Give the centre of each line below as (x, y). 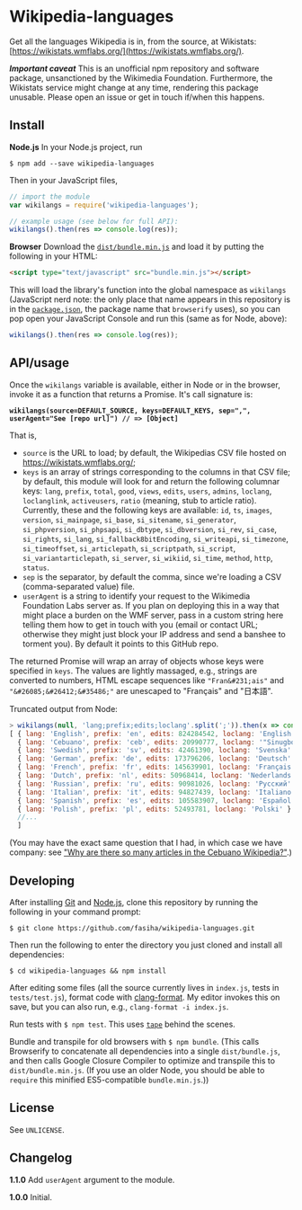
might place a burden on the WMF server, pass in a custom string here (153, 615)
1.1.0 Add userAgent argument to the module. (92, 1179)
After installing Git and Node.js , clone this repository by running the (134, 902)
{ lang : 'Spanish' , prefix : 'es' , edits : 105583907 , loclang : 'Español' (156, 801)
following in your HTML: (53, 256)
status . (36, 567)
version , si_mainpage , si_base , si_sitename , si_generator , (129, 520)
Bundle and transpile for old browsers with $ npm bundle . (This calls (134, 1041)
